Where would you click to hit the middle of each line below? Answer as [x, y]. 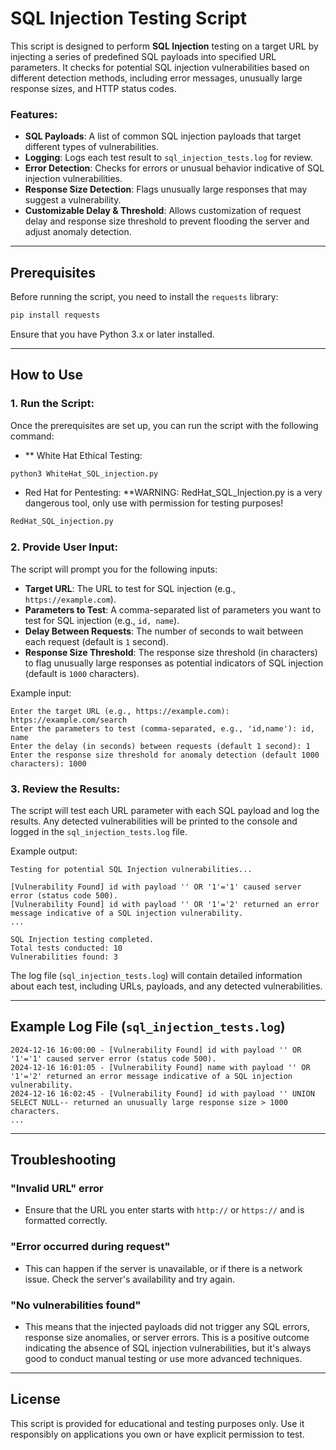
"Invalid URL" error [57, 1189]
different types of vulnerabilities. [92, 147]
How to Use [47, 375]
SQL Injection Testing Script [128, 18]
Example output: [44, 851]
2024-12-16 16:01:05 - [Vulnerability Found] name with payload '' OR [160, 1067]
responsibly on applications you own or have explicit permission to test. [157, 1434]
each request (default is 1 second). [96, 641]
